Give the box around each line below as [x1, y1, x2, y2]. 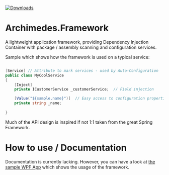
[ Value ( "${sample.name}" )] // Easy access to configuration [14, 96, 145, 101]
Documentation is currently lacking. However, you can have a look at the [5, 158, 155, 164]
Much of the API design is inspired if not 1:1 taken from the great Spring [5, 119, 153, 125]
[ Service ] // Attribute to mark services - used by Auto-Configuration [5, 68, 158, 73]
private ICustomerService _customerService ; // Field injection [14, 87, 154, 92]
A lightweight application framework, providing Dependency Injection [5, 39, 149, 45]
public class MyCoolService [5, 73, 64, 78]
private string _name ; [14, 101, 62, 106]
